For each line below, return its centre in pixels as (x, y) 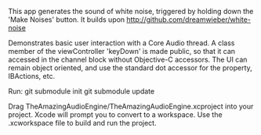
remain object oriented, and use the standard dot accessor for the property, (130, 68)
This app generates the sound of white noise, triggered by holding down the (131, 11)
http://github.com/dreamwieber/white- (188, 20)
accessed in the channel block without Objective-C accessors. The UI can (128, 59)
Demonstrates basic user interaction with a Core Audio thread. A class (121, 43)
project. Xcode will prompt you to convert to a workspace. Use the (115, 115)
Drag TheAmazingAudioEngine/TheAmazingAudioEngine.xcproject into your (131, 106)
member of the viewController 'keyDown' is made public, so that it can (122, 51)
